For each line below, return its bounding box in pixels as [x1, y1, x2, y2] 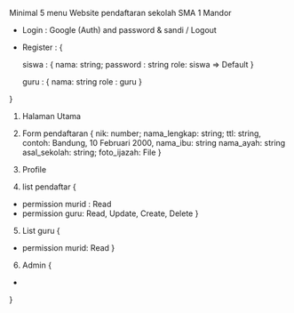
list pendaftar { [21, 181, 77, 192]
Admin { [21, 260, 52, 270]
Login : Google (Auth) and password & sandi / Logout [21, 25, 218, 35]
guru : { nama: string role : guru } [21, 76, 143, 87]
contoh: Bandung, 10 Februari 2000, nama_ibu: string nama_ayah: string [21, 138, 286, 148]
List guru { [21, 226, 60, 236]
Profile [21, 165, 47, 174]
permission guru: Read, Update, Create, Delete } [21, 208, 199, 219]
